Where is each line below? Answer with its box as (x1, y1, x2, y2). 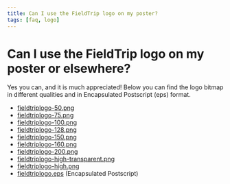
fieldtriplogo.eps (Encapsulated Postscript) (16, 170, 139, 178)
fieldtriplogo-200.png (16, 148, 78, 156)
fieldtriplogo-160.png (16, 140, 78, 148)
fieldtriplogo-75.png (16, 111, 74, 119)
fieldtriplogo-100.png (16, 118, 78, 127)
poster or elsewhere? (7, 60, 131, 76)
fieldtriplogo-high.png (16, 162, 80, 170)
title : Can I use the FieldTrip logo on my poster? (7, 10, 158, 17)
